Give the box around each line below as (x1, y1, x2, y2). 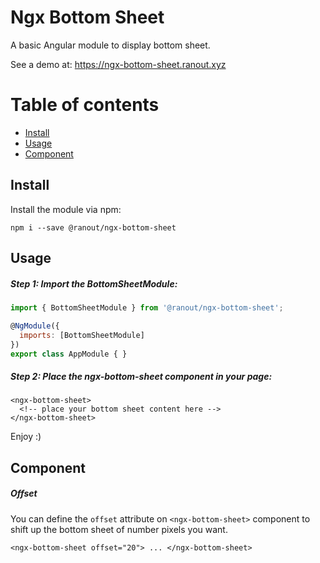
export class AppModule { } (10, 349, 128, 359)
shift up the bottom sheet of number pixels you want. (10, 523, 228, 535)
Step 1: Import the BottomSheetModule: (10, 277, 178, 290)
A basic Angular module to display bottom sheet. (10, 39, 211, 51)
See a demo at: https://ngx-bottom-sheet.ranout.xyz (10, 58, 227, 70)
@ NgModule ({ (10, 321, 60, 331)
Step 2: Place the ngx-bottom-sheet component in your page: (10, 371, 273, 383)
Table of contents (10, 94, 160, 116)
